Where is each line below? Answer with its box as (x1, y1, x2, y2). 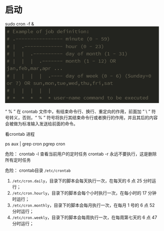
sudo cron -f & (5, 21, 34, 27)
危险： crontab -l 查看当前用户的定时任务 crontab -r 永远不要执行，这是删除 (5, 151, 157, 157)
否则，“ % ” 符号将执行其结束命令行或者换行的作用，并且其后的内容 (21, 115, 158, 121)
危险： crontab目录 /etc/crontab (5, 168, 71, 173)
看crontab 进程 (5, 131, 35, 137)
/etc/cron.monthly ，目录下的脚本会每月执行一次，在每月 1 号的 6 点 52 (12, 202, 155, 208)
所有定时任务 (5, 157, 31, 163)
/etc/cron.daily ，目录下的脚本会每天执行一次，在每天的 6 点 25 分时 (12, 178, 152, 184)
